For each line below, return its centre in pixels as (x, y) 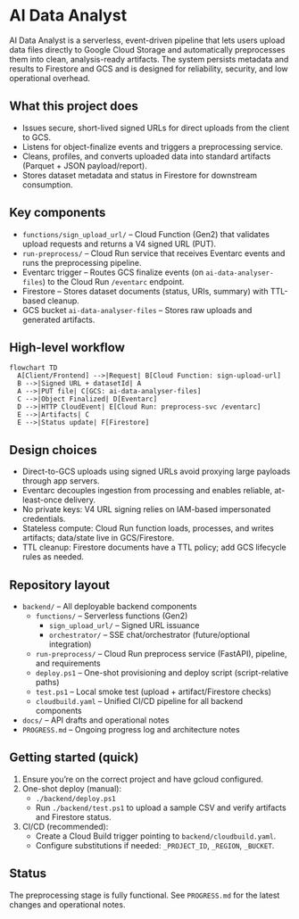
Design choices (54, 450)
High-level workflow (67, 348)
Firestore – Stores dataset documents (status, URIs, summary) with (145, 291)
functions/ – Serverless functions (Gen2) (112, 616)
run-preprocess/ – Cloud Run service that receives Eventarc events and (154, 253)
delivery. (80, 500)
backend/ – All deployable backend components (109, 606)
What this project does (74, 107)
